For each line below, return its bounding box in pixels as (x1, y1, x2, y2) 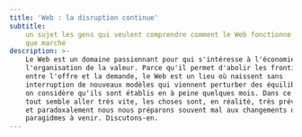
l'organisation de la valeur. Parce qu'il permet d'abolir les (25, 64, 268, 73)
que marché (25, 38, 67, 48)
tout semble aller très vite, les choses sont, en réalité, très (25, 96, 276, 106)
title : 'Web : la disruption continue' (9, 13, 159, 23)
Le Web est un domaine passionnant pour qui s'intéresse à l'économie (25, 55, 296, 64)
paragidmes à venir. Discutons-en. (25, 114, 159, 123)
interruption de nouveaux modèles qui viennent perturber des (25, 80, 263, 89)
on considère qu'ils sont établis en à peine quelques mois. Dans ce (25, 88, 292, 97)
